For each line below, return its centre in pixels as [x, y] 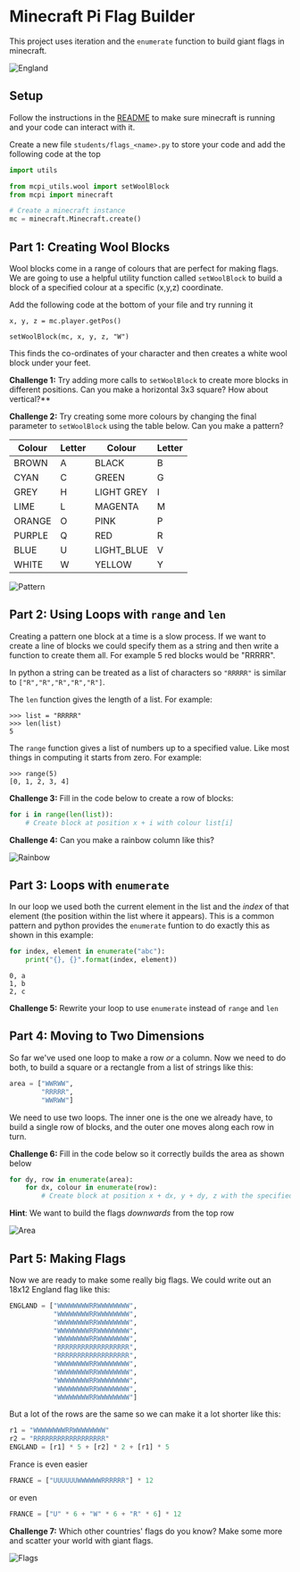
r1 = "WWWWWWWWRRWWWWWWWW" [59, 1431]
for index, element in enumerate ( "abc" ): [87, 952]
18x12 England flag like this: [60, 1289]
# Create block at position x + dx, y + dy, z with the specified [167, 1196]
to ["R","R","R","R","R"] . [57, 681]
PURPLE [31, 535]
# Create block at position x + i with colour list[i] [129, 823]
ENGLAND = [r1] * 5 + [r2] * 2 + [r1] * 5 [89, 1447]
